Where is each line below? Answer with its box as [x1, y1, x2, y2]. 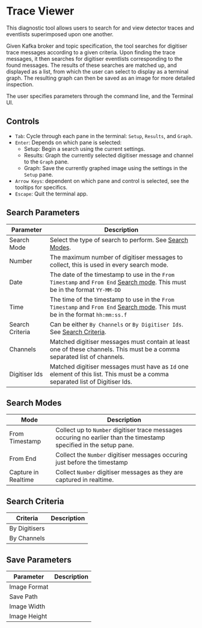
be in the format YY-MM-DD [49, 285, 121, 294]
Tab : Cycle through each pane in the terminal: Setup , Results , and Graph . [14, 132, 193, 139]
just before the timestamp [55, 458, 128, 467]
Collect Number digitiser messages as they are [55, 468, 183, 477]
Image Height [9, 612, 47, 620]
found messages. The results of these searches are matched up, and [6, 62, 177, 69]
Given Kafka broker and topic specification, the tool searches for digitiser [6, 42, 188, 49]
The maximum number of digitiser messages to [49, 253, 183, 261]
